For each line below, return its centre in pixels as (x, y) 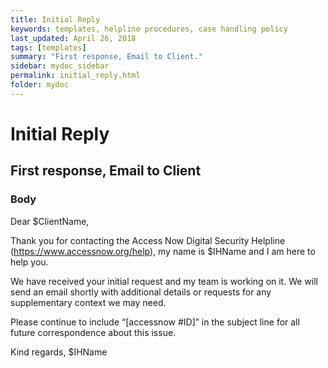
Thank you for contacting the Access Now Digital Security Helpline (148, 240)
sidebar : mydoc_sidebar (60, 66)
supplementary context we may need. (88, 302)
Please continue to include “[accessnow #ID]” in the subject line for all (155, 322)
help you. (29, 262)
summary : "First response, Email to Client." (106, 57)
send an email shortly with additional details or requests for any (141, 292)
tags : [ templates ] (48, 47)
